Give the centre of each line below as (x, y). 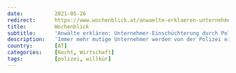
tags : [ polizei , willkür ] (59, 59)
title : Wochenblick (48, 26)
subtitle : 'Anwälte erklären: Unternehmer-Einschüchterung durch (113, 33)
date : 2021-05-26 (47, 14)
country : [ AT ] (38, 46)
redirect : (22, 20)
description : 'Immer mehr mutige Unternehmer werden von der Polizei (114, 40)
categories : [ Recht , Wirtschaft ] (61, 53)
